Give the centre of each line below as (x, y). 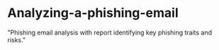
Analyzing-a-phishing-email (93, 13)
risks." (17, 39)
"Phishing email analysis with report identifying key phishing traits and (110, 32)
